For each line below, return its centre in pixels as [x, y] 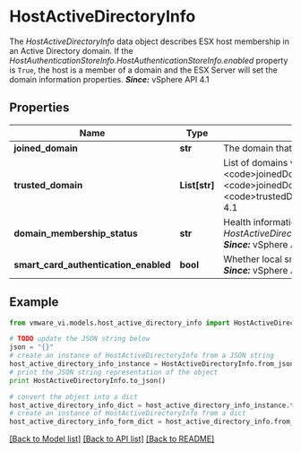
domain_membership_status [76, 233]
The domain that [258, 148]
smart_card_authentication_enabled [93, 265]
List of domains [256, 162]
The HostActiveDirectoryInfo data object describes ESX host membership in [149, 41]
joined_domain [46, 148]
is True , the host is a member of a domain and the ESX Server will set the [143, 70]
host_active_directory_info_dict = [76, 405]
